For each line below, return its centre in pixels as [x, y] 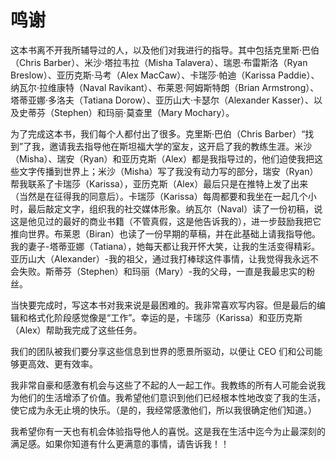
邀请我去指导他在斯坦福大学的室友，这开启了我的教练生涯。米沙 [181, 146]
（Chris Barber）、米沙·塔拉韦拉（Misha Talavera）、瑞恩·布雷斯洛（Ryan [159, 62]
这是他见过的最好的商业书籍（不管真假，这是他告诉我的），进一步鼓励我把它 [166, 221]
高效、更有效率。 [62, 363]
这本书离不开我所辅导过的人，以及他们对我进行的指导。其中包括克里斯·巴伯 [165, 50]
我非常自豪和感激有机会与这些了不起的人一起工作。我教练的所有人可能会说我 [168, 385]
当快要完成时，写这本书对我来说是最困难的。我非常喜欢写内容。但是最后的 [163, 305]
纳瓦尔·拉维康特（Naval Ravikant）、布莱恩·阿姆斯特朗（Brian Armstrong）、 [165, 87]
